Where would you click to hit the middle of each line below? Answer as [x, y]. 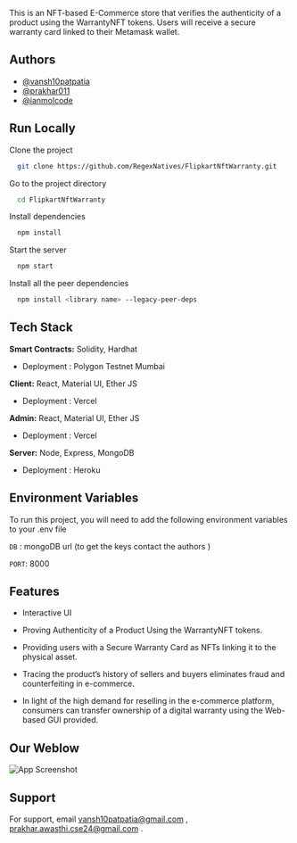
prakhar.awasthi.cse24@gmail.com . [76, 829]
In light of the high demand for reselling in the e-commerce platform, [148, 701]
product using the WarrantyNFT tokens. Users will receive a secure [133, 22]
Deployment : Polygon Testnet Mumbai [93, 366]
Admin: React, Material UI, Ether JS [74, 417]
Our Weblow [45, 748]
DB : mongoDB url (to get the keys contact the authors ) [110, 546]
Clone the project [41, 150]
